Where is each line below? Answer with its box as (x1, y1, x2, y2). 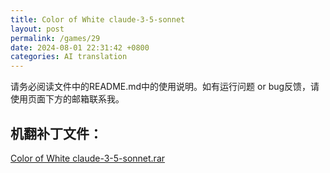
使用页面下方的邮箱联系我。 (10, 93, 125, 105)
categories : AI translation (10, 52, 128, 62)
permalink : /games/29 (10, 33, 101, 43)
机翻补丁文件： (10, 125, 103, 142)
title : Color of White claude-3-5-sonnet (10, 14, 186, 25)
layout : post (10, 24, 65, 34)
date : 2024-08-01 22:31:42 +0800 (10, 42, 150, 53)
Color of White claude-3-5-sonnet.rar (10, 152, 166, 164)
